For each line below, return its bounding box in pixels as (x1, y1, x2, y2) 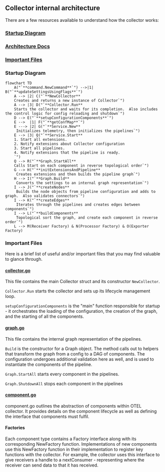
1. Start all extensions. (14, 137, 68, 142)
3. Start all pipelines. (14, 146, 65, 151)
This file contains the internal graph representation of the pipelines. (5, 336, 142, 342)
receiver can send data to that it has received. (5, 462, 99, 468)
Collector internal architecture (5, 4, 100, 12)
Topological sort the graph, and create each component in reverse (16, 215, 158, 220)
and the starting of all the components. (5, 313, 84, 319)
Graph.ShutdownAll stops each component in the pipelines (5, 380, 123, 386)
